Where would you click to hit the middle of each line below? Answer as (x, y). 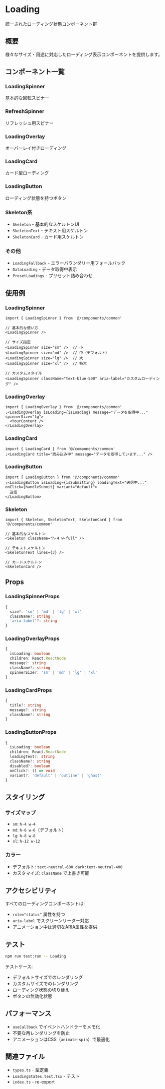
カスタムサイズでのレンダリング (45, 983)
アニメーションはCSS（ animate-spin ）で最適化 (61, 1039)
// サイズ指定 (18, 342)
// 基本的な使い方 (22, 328)
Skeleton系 (19, 212)
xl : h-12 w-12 (26, 841)
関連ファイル (25, 1057)
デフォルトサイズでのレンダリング (48, 977)
